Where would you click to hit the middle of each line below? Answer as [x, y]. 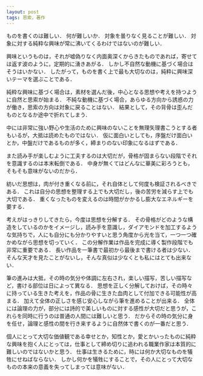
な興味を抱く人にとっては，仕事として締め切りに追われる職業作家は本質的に [101, 344]
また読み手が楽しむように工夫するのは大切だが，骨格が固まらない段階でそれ [102, 156]
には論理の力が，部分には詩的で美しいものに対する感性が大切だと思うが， [99, 308]
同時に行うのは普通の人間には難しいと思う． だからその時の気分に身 [108, 316]
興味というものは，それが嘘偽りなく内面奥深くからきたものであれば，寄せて [102, 56]
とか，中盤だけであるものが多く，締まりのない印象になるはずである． [94, 143]
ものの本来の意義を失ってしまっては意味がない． [67, 367]
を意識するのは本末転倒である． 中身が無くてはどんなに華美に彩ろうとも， [100, 163]
